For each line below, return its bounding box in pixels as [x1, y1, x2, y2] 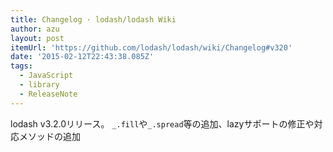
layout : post [10, 33, 65, 43]
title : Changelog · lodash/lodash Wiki [10, 14, 177, 25]
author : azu [10, 24, 60, 34]
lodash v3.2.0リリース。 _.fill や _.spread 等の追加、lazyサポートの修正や [10, 117, 315, 130]
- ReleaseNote [19, 89, 78, 99]
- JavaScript [19, 71, 74, 81]
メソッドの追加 [18, 130, 81, 142]
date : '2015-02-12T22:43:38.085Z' [10, 52, 155, 62]
